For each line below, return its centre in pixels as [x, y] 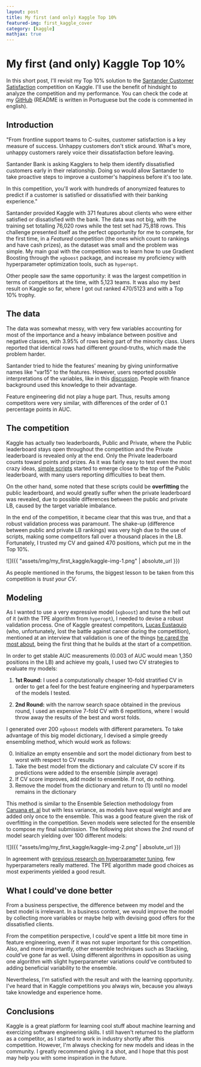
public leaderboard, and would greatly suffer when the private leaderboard [98, 493]
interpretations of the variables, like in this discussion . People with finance [98, 378]
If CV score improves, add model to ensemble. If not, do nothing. [95, 779]
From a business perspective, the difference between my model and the [95, 905]
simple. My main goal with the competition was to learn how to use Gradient [100, 251]
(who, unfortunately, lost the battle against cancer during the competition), [98, 631]
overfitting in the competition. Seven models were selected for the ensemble [101, 823]
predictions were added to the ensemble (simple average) [86, 773]
